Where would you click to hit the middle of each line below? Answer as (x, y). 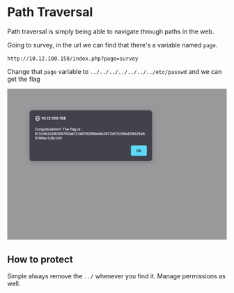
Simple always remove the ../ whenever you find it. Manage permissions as (117, 276)
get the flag (24, 79)
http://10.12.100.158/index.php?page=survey (73, 59)
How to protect (40, 259)
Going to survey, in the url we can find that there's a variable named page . (112, 45)
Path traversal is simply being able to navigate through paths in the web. (111, 31)
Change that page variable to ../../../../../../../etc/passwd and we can (115, 71)
